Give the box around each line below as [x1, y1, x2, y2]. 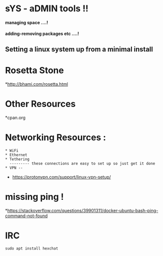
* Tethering [5, 157, 30, 161]
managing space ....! [5, 19, 48, 25]
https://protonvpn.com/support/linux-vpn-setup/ [12, 174, 111, 180]
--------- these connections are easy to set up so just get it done [9, 161, 155, 166]
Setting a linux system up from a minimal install [5, 45, 153, 53]
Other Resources [5, 98, 76, 109]
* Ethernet [5, 152, 28, 158]
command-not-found [5, 213, 48, 219]
